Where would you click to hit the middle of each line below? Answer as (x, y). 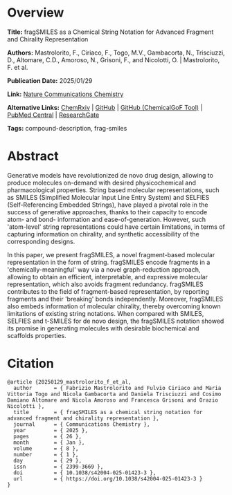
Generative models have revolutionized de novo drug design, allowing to (110, 175)
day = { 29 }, (47, 460)
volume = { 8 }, (46, 448)
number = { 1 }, (46, 454)
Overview (36, 13)
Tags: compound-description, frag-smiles (67, 128)
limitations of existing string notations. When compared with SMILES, (106, 313)
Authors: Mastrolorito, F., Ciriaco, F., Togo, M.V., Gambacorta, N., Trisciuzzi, (116, 53)
